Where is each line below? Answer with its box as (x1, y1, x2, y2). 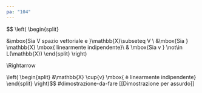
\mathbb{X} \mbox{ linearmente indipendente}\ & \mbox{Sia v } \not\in (6, 43, 183, 51)
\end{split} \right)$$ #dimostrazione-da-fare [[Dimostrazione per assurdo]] (6, 80, 195, 87)
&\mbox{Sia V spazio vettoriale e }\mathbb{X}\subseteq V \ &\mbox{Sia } (6, 37, 189, 44)
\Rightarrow (6, 62, 36, 69)
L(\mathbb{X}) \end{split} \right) (6, 50, 87, 57)
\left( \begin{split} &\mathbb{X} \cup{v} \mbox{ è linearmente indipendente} (6, 73, 197, 80)
